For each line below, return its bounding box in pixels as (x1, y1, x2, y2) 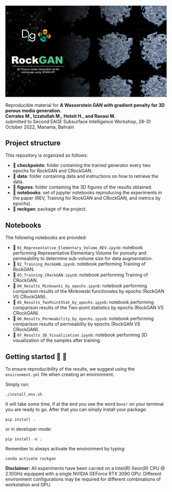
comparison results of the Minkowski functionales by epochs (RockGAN (12, 288, 165, 295)
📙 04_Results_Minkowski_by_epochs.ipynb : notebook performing (12, 283, 147, 289)
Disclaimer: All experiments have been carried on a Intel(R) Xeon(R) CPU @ (5, 465, 165, 471)
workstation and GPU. (5, 481, 52, 487)
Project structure (5, 138, 61, 147)
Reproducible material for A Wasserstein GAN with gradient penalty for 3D (5, 102, 165, 108)
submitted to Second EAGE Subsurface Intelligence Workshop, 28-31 (5, 118, 151, 124)
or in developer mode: (5, 426, 52, 432)
